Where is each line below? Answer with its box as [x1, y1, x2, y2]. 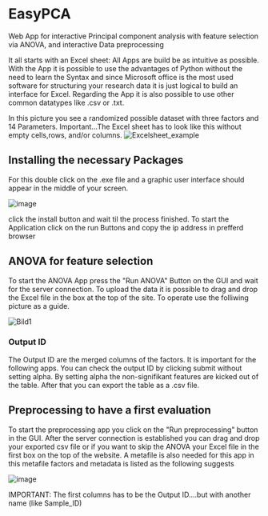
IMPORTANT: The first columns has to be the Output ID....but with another [8, 490, 251, 499]
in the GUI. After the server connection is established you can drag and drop [8, 433, 260, 442]
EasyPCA [8, 5, 71, 23]
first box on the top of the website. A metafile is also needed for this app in [8, 450, 254, 460]
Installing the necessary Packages [8, 154, 184, 167]
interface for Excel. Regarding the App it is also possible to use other [8, 89, 234, 98]
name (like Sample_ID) [8, 498, 82, 508]
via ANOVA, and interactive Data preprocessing [8, 39, 164, 49]
